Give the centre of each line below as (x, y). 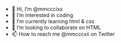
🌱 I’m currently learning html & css (53, 21)
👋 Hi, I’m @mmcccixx (37, 9)
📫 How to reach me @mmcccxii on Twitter (63, 34)
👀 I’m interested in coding (42, 15)
